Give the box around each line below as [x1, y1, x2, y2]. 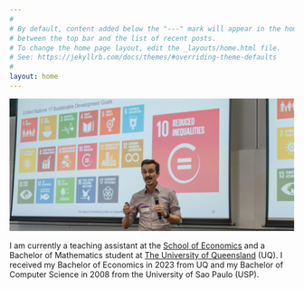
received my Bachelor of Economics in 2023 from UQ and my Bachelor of [9, 259, 283, 271]
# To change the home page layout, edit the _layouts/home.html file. [9, 43, 281, 53]
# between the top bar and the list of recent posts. [9, 34, 217, 43]
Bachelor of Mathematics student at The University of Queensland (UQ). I [9, 250, 283, 261]
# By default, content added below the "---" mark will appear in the [9, 24, 281, 34]
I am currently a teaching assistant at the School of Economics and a [9, 240, 265, 251]
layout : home [9, 72, 59, 82]
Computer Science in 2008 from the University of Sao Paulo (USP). [9, 269, 260, 280]
